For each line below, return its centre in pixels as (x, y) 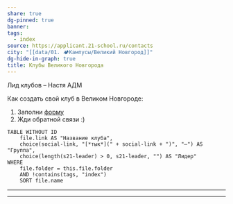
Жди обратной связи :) (51, 119)
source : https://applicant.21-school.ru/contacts (80, 46)
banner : (18, 26)
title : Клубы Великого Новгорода (55, 65)
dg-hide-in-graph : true (42, 59)
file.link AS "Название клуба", (66, 138)
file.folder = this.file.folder (66, 168)
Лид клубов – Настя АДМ (45, 85)
